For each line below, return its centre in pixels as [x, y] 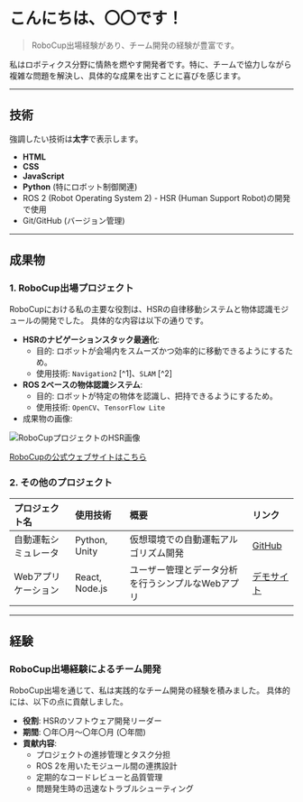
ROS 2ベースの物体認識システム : [83, 385]
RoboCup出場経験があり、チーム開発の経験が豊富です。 [135, 45]
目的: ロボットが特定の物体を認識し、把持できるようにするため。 [156, 396]
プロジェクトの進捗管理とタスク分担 [103, 755]
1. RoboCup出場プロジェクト [72, 288]
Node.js [92, 588]
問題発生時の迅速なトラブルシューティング [115, 788]
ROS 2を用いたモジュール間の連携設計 [106, 766]
